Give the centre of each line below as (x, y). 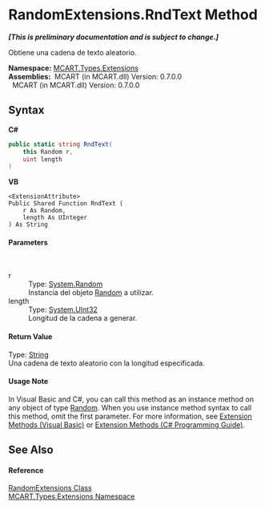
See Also (31, 450)
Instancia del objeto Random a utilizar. (91, 293)
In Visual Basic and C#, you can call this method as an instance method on (131, 399)
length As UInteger (55, 218)
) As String (28, 225)
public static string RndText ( (60, 144)
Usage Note (28, 382)
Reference (26, 470)
